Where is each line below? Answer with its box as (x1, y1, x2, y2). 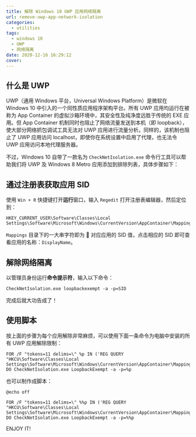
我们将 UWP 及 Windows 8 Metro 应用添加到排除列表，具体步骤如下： (10, 161, 179, 168)
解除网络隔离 (6, 257, 52, 267)
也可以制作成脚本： (6, 377, 52, 384)
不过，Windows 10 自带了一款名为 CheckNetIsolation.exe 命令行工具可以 (6, 153, 181, 161)
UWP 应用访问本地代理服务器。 (6, 141, 82, 148)
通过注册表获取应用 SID (6, 180, 90, 190)
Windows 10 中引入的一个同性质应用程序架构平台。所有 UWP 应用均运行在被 (6, 105, 190, 112)
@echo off (6, 389, 30, 395)
